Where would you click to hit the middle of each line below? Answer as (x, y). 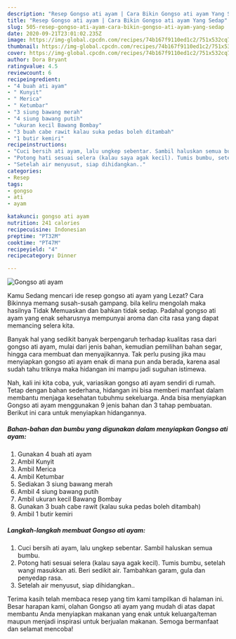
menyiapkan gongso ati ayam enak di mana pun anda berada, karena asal (113, 362)
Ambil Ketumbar (41, 477)
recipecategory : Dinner (42, 256)
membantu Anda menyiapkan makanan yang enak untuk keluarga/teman (112, 614)
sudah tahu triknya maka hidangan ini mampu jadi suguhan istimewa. (107, 369)
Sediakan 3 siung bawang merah (65, 484)
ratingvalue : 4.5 (33, 66)
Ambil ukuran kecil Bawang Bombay (70, 499)
